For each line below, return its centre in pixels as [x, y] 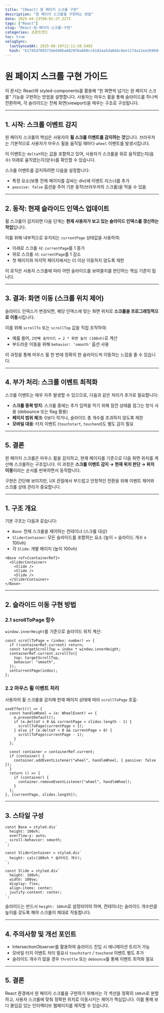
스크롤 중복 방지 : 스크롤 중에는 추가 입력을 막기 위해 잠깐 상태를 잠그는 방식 [83, 405]
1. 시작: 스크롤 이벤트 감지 [41, 125]
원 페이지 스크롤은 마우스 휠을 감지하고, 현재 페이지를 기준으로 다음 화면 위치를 [79, 458]
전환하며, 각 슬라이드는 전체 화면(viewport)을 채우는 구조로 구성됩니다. [72, 103]
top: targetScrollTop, [37, 658]
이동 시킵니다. [22, 317]
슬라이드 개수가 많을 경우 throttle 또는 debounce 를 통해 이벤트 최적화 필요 [83, 959]
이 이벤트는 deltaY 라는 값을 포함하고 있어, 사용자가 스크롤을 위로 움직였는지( [77, 154]
